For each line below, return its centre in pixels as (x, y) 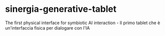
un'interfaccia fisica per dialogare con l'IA (48, 28)
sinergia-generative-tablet (61, 9)
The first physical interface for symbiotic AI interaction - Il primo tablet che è (83, 23)
